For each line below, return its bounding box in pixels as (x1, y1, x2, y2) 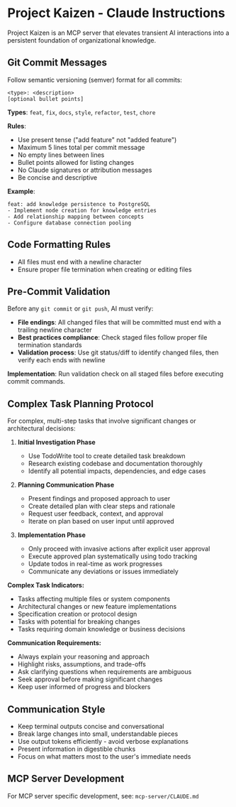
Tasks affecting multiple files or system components (17, 595, 171, 603)
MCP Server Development (7, 773, 125, 785)
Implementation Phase (17, 531, 86, 539)
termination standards (17, 341, 82, 350)
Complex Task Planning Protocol (7, 398, 154, 410)
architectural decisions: (7, 424, 76, 433)
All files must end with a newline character (17, 257, 142, 266)
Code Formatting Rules (7, 239, 111, 251)
